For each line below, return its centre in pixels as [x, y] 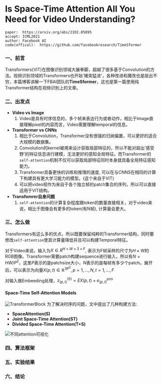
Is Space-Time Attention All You [70, 9]
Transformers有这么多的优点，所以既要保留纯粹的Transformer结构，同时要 [80, 234]
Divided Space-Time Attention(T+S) [49, 324]
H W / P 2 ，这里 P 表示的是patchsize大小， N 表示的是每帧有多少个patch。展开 [79, 262]
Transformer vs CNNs [34, 130]
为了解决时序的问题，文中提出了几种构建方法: [92, 304]
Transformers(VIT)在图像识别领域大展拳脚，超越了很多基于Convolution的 [78, 70]
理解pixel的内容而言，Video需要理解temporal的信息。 [77, 124]
